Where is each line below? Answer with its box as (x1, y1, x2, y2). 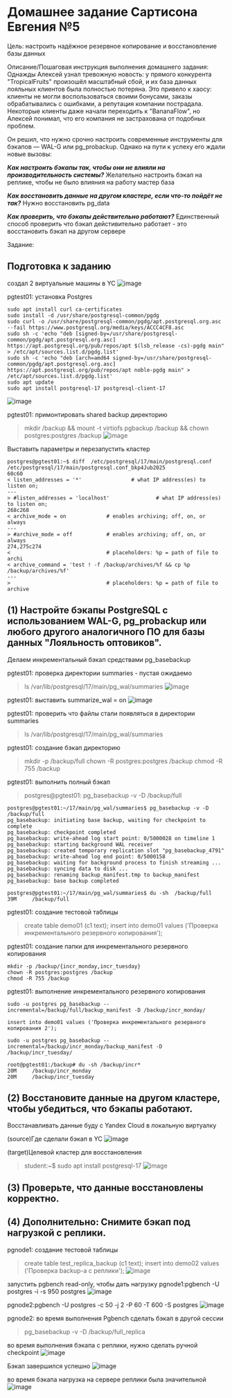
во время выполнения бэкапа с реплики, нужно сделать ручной (7, 1340, 198, 1349)
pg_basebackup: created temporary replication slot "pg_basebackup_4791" (7, 847, 225, 854)
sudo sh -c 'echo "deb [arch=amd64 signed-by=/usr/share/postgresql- (7, 355, 213, 361)
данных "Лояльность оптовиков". (7, 637, 162, 649)
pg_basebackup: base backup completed (7, 877, 119, 885)
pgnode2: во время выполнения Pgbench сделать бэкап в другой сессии (7, 1314, 224, 1322)
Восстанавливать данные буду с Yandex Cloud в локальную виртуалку (7, 1121, 217, 1130)
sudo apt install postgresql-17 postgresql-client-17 (7, 384, 166, 392)
